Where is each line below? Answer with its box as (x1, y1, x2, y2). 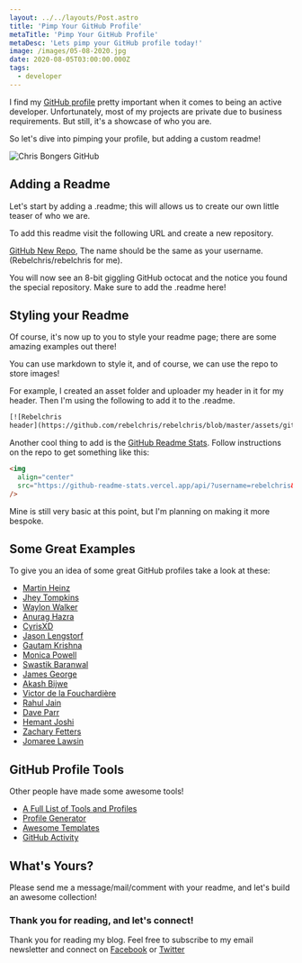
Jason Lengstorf (22, 631, 84, 641)
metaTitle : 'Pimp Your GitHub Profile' (9, 30, 159, 39)
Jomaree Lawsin (22, 736, 84, 747)
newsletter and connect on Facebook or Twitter (9, 944, 185, 955)
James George (22, 668, 78, 680)
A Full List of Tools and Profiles (22, 804, 138, 814)
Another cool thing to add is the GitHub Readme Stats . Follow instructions (9, 438, 281, 449)
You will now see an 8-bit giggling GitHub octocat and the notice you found (9, 272, 288, 283)
